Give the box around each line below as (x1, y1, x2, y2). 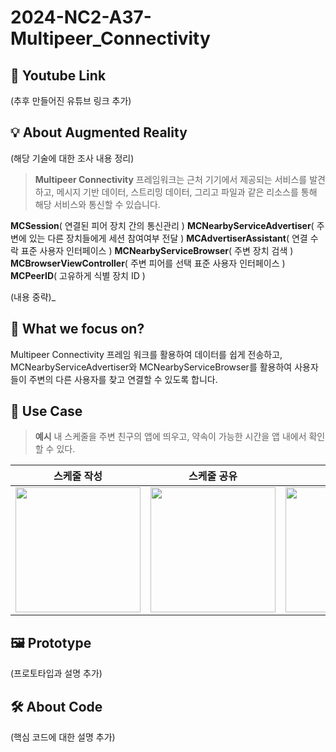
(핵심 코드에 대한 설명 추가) (10, 731, 116, 743)
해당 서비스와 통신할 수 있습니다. (34, 198, 161, 210)
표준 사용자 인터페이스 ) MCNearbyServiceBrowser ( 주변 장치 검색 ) (20, 244, 294, 256)
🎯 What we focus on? (10, 321, 145, 338)
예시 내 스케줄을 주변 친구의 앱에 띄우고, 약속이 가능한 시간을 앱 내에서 (34, 431, 307, 443)
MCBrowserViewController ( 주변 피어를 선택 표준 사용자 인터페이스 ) (10, 257, 286, 269)
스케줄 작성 (53, 469, 103, 483)
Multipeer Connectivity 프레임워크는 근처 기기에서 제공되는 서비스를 (34, 173, 308, 185)
